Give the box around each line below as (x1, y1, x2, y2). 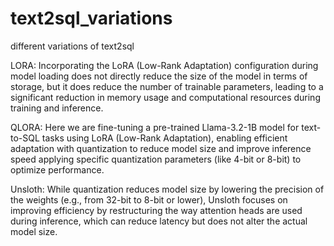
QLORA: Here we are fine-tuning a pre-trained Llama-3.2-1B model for (10, 121, 300, 133)
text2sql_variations (10, 7, 173, 30)
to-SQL (10, 132, 40, 144)
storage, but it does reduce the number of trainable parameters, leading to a (10, 80, 324, 92)
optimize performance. (10, 163, 105, 176)
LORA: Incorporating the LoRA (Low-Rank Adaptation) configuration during (10, 59, 319, 71)
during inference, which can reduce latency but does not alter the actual (10, 215, 308, 227)
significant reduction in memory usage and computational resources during (10, 91, 321, 103)
